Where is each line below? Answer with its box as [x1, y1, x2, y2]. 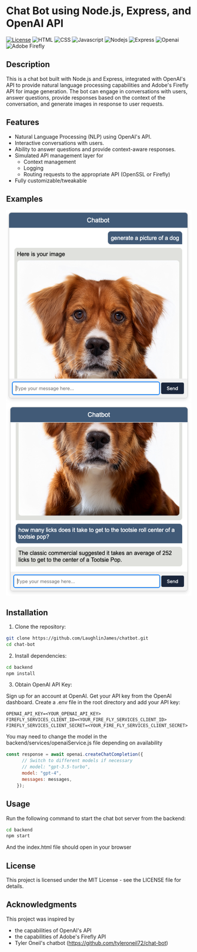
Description [6, 60, 50, 70]
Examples [6, 193, 43, 204]
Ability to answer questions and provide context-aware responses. [14, 146, 176, 153]
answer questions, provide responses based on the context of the [6, 94, 166, 101]
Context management [23, 158, 76, 165]
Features [6, 117, 39, 127]
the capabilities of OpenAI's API [14, 927, 92, 934]
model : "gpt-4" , [21, 770, 62, 776]
